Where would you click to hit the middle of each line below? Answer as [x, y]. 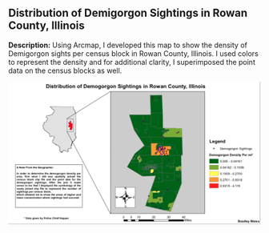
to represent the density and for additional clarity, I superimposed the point [132, 62]
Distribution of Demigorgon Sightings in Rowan [128, 13]
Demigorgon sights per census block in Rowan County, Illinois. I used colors [133, 53]
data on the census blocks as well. [65, 70]
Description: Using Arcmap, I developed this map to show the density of [128, 45]
